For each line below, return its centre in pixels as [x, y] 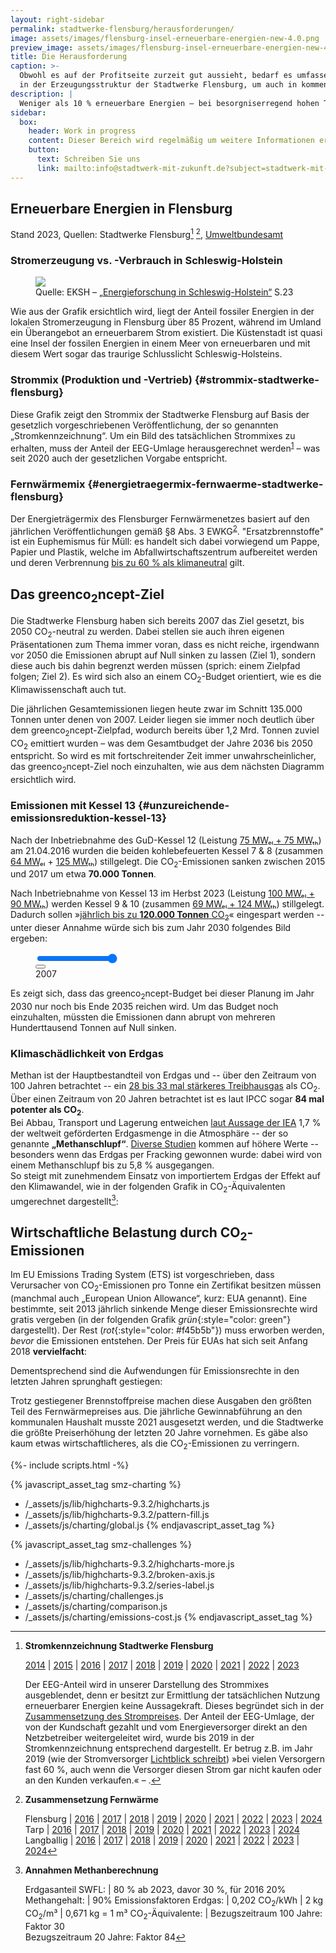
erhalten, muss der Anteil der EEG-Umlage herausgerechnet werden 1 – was [165, 447]
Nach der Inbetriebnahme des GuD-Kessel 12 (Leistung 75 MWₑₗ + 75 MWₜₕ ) [166, 840]
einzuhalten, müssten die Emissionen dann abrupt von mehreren [143, 1017]
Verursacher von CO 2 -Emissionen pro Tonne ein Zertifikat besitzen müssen [166, 1286]
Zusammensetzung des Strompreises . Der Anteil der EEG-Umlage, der [169, 1716]
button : [44, 150]
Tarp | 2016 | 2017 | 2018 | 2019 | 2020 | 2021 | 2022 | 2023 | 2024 [162, 1829]
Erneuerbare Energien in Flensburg [121, 209]
